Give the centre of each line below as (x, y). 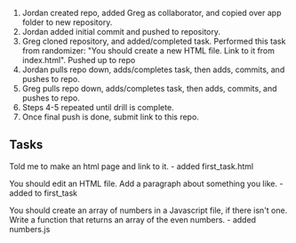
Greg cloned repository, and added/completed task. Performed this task (154, 41)
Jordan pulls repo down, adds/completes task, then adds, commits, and (153, 69)
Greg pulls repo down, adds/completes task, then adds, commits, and (149, 89)
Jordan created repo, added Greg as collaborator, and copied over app (152, 13)
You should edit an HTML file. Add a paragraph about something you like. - (146, 183)
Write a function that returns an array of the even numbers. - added (132, 219)
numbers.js (30, 229)
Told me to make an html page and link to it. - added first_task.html (132, 166)
